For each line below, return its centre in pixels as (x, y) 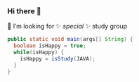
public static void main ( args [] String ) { (70, 40)
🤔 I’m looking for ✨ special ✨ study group (67, 26)
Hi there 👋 (25, 11)
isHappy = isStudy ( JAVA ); (58, 58)
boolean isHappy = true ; (50, 46)
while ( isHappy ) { (39, 52)
